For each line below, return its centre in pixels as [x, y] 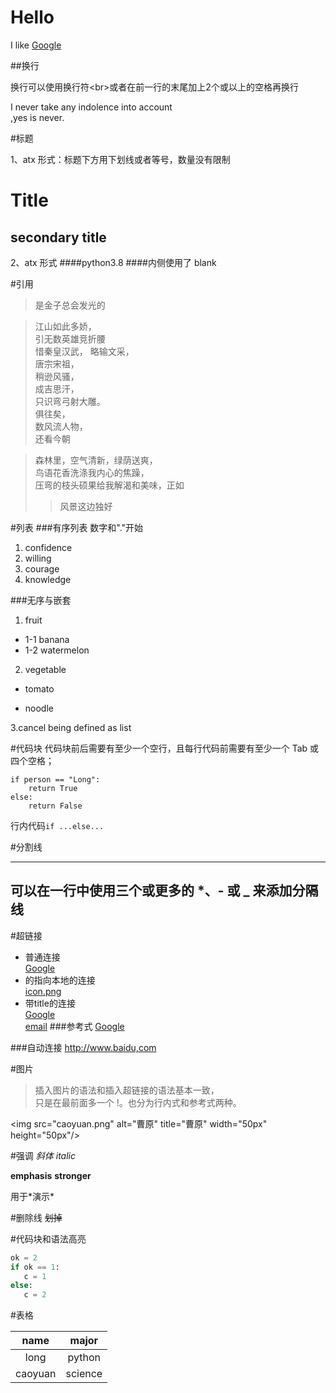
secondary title [58, 237]
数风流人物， [61, 426]
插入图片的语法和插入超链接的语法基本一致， [127, 1090]
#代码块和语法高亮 [48, 1238]
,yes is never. [37, 117]
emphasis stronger [51, 1175]
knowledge [48, 579]
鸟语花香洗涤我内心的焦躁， [92, 472]
